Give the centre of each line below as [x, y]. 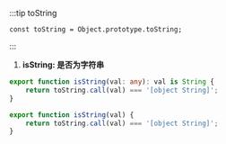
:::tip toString [33, 13]
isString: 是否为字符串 [63, 65]
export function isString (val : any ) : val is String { [112, 82]
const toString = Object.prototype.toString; [96, 30]
